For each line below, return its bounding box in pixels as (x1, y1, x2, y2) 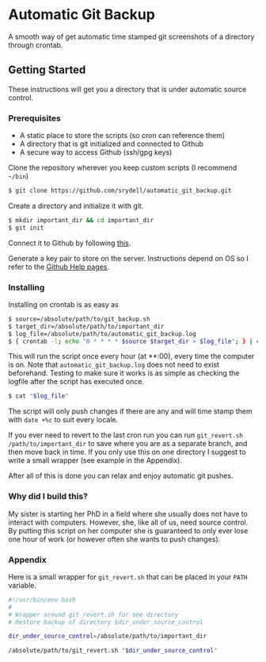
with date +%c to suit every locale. (8, 415, 119, 425)
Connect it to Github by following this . (8, 238, 131, 248)
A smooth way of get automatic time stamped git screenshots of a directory (8, 32, 255, 41)
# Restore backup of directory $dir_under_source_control (8, 618, 203, 626)
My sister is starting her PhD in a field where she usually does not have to (8, 509, 248, 518)
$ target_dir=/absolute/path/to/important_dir (8, 322, 165, 330)
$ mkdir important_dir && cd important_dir (8, 216, 154, 224)
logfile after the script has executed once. (8, 377, 145, 387)
